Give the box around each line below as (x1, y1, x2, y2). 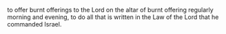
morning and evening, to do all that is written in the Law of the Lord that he (7, 13, 219, 21)
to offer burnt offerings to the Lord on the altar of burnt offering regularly (7, 6, 214, 14)
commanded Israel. (7, 20, 62, 28)
